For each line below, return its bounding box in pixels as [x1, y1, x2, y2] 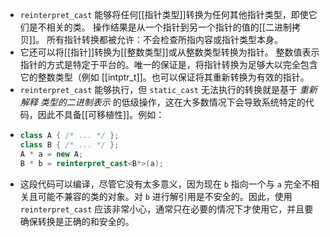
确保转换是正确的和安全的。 [19, 215, 135, 227]
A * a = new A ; [19, 149, 84, 159]
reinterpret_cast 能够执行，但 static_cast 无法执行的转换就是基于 [19, 84, 298, 95]
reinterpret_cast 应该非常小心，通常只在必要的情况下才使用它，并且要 [19, 203, 314, 215]
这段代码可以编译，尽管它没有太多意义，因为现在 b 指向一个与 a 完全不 [19, 178, 311, 190]
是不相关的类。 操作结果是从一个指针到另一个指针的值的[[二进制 [28, 21, 292, 33]
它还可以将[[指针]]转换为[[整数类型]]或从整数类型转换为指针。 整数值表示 [19, 46, 320, 58]
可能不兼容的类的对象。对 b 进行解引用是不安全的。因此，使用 [37, 190, 293, 202]
